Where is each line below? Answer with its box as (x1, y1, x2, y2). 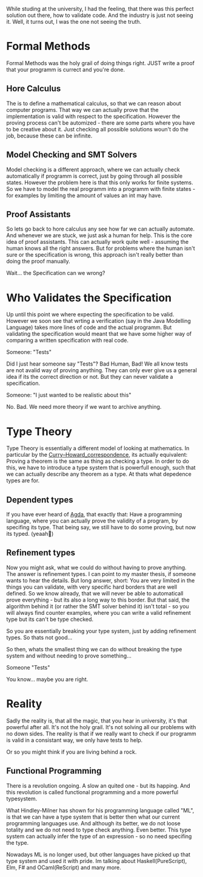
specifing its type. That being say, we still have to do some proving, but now (6, 524, 196, 531)
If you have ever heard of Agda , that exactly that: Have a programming (6, 511, 182, 518)
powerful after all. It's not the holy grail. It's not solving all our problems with (6, 723, 196, 730)
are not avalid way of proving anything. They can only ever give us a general (6, 367, 197, 374)
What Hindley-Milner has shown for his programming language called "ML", (6, 806, 195, 814)
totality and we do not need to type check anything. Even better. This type (6, 826, 191, 833)
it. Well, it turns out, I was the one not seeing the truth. (6, 18, 142, 25)
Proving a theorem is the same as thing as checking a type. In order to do (6, 457, 190, 465)
